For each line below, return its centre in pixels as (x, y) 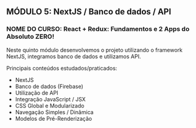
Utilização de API (37, 93)
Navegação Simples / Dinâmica (54, 112)
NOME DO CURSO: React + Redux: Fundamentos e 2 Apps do (98, 29)
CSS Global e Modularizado (50, 106)
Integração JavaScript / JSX (51, 99)
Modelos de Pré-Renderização (54, 118)
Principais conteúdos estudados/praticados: (62, 68)
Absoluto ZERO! (30, 36)
